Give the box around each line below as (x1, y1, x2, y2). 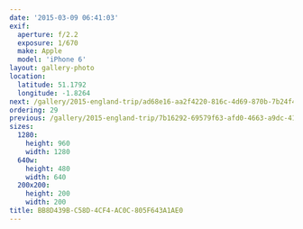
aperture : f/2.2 (17, 30, 78, 39)
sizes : (9, 123, 34, 132)
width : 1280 (25, 147, 70, 156)
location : (9, 72, 47, 81)
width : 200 (25, 197, 67, 207)
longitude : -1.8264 (17, 88, 91, 97)
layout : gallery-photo (9, 64, 95, 73)
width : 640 (25, 172, 67, 181)
